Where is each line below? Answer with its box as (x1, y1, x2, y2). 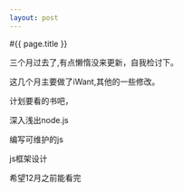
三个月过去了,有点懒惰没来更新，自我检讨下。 (9, 56, 179, 68)
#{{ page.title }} (9, 38, 68, 49)
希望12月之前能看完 (9, 172, 82, 183)
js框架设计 (9, 153, 48, 164)
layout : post (9, 13, 59, 23)
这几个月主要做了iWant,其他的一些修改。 (9, 76, 160, 87)
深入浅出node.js (9, 114, 70, 125)
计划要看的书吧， (9, 95, 73, 106)
